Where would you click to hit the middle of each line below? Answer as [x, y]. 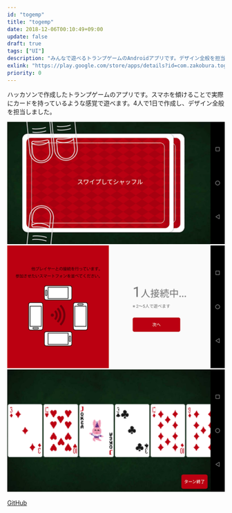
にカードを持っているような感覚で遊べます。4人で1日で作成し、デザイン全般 [116, 103]
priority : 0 [24, 73]
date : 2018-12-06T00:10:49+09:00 [55, 29]
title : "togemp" [30, 22]
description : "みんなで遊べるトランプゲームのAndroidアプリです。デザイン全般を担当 [116, 59]
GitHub [17, 503]
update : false [28, 37]
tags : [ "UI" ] [26, 51]
